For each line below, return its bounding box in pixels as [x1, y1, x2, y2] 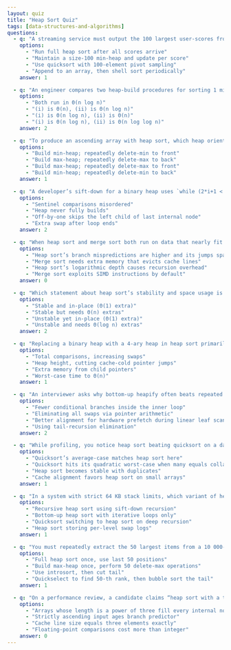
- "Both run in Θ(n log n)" [25, 99, 107, 107]
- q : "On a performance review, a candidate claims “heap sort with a [13, 594, 220, 601]
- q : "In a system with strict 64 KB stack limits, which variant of [13, 492, 217, 499]
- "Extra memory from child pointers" [25, 366, 137, 373]
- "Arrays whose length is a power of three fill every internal [25, 607, 217, 614]
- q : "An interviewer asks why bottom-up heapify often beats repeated [13, 391, 223, 398]
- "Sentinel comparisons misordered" [25, 201, 134, 208]
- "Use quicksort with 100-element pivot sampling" [25, 61, 177, 68]
